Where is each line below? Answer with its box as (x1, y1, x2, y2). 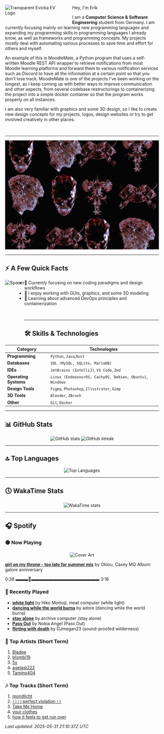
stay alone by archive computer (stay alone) (12, 615, 102, 621)
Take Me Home (12, 704, 43, 710)
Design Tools (7, 386, 35, 391)
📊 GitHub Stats (5, 420, 53, 428)
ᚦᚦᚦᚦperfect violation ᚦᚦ (12, 698, 62, 705)
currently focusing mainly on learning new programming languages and (5, 24, 149, 30)
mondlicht (12, 693, 33, 699)
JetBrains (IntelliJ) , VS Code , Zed (50, 367, 121, 373)
